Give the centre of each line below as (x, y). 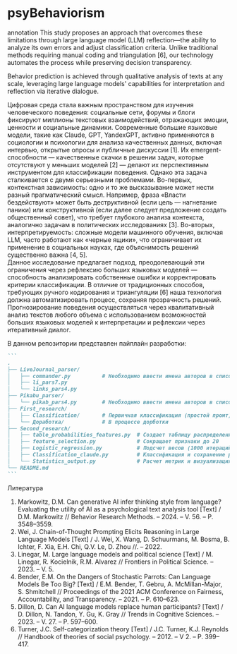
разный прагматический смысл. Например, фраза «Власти (97, 195)
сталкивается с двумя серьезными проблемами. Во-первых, (100, 180)
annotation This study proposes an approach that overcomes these (105, 32)
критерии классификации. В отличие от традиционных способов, (106, 284)
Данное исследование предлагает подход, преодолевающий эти (106, 262)
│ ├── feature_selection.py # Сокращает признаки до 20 (113, 442)
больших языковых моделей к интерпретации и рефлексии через (107, 322)
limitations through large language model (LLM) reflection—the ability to (112, 40)
